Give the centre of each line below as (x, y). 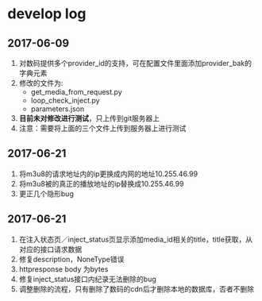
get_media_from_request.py (76, 92)
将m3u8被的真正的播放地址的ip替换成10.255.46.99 (101, 183)
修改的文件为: (41, 83)
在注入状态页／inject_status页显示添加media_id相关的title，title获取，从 (136, 239)
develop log (47, 14)
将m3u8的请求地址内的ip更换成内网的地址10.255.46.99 (108, 174)
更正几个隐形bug (46, 193)
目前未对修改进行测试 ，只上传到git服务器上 (89, 118)
